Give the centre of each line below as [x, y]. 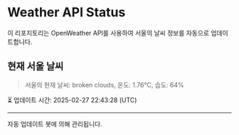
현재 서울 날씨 [36, 66]
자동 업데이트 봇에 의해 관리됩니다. [55, 124]
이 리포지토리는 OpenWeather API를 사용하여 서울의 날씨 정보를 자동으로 [108, 33]
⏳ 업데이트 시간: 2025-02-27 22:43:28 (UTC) [72, 99]
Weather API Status [67, 12]
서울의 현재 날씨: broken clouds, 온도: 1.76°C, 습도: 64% [104, 85]
